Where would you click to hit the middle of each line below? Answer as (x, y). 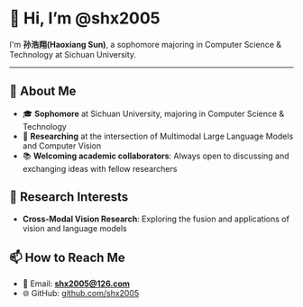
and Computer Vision (62, 145)
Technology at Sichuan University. (73, 54)
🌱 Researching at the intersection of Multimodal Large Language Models (158, 136)
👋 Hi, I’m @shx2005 (85, 18)
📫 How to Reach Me (67, 257)
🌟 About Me (43, 91)
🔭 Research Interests (69, 197)
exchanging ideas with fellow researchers (100, 168)
